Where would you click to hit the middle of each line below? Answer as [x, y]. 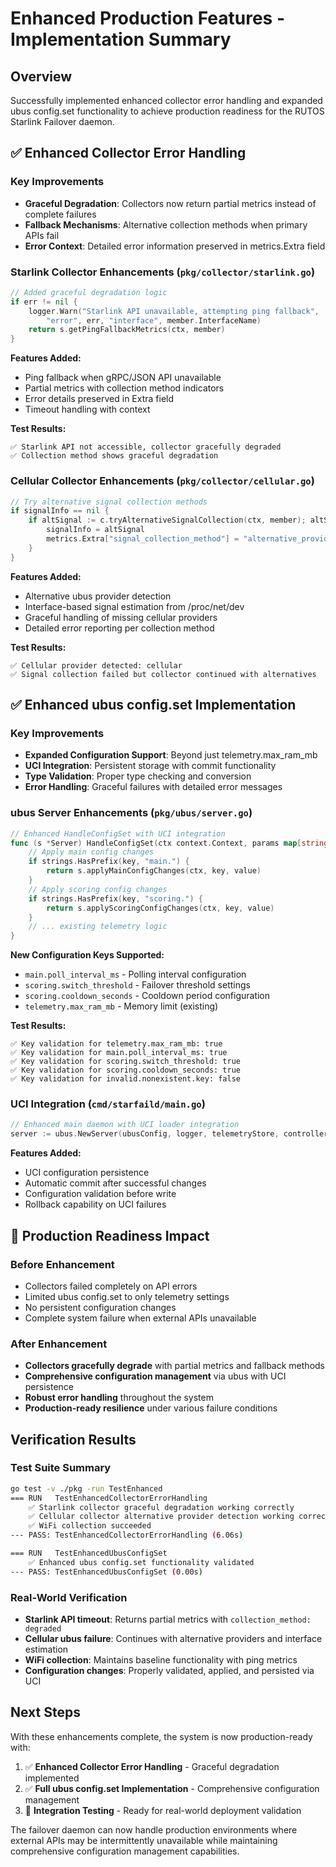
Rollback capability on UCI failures [95, 1204]
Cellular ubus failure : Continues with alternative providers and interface [173, 1639]
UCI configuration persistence [87, 1173]
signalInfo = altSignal [95, 530]
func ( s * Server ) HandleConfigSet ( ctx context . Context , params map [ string [169, 843]
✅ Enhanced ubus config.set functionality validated [141, 1562]
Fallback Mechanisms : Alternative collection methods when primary [166, 224]
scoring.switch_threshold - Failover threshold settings [137, 985]
